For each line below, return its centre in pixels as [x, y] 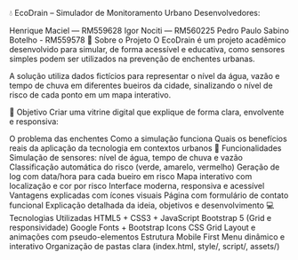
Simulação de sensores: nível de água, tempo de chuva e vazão [126, 158]
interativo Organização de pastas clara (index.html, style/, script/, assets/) [145, 246]
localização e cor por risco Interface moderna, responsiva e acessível [137, 186]
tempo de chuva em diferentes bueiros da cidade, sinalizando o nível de [141, 85]
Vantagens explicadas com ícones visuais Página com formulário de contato [149, 195]
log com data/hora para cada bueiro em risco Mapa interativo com [131, 176]
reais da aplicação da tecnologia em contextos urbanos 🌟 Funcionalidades [145, 148]
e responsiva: [34, 122]
